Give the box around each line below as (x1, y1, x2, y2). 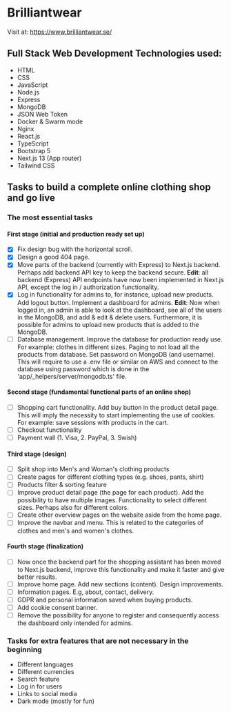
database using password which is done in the (17, 364, 150, 373)
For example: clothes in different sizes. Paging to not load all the (17, 343, 200, 351)
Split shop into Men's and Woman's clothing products (17, 465, 170, 473)
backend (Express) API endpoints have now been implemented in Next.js (17, 276, 224, 284)
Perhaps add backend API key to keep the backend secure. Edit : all (17, 268, 209, 277)
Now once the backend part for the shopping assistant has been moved (17, 557, 221, 566)
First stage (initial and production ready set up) (7, 230, 145, 238)
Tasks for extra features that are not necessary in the (7, 636, 189, 646)
